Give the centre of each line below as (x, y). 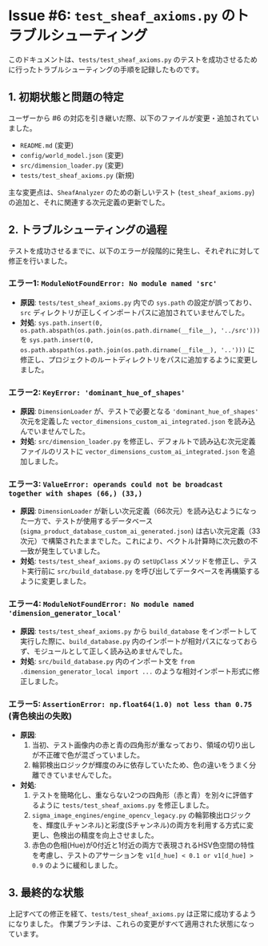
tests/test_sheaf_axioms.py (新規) (77, 175)
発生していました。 (73, 551)
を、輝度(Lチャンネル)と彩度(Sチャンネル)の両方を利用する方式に (139, 825)
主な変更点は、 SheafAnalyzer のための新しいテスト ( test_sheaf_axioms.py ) (132, 192)
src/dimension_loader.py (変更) (72, 165)
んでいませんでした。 (54, 431)
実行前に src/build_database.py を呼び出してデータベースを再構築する (143, 571)
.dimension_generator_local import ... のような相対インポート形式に (136, 671)
